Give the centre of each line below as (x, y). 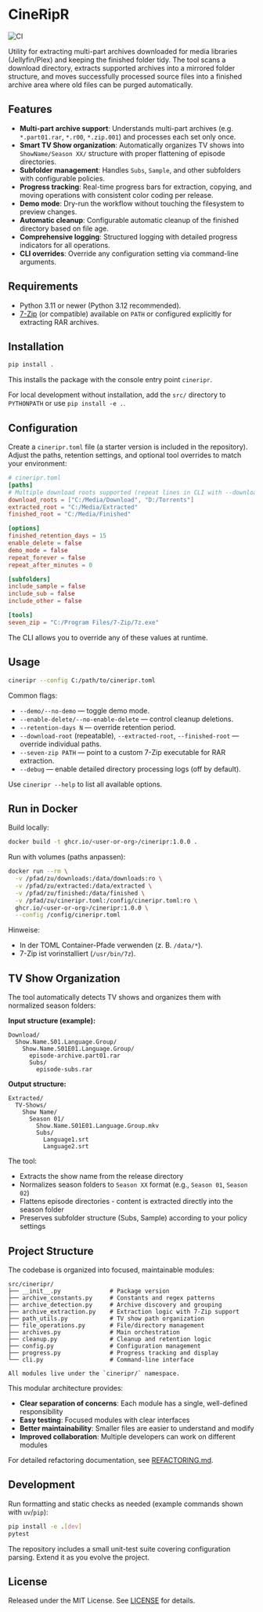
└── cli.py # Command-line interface (101, 1359)
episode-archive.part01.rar (75, 1056)
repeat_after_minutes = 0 (50, 565)
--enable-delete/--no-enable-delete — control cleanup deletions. (126, 719)
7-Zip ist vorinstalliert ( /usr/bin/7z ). (77, 954)
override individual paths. (60, 744)
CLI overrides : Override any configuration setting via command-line (129, 253)
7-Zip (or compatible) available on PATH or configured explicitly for (126, 314)
